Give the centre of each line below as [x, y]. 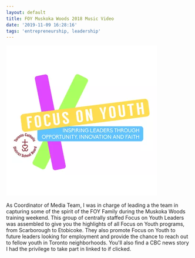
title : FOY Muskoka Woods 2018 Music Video [60, 19]
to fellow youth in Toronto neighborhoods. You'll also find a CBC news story [97, 243]
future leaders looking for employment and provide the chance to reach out [97, 237]
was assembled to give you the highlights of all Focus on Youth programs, [95, 224]
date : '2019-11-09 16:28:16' [42, 25]
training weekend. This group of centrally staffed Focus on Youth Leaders [95, 218]
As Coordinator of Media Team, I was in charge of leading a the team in [92, 205]
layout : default [26, 12]
